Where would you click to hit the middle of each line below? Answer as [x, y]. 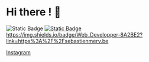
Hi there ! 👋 [34, 12]
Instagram [18, 52]
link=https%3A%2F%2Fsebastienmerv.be [57, 41]
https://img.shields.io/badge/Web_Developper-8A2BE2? [74, 34]
